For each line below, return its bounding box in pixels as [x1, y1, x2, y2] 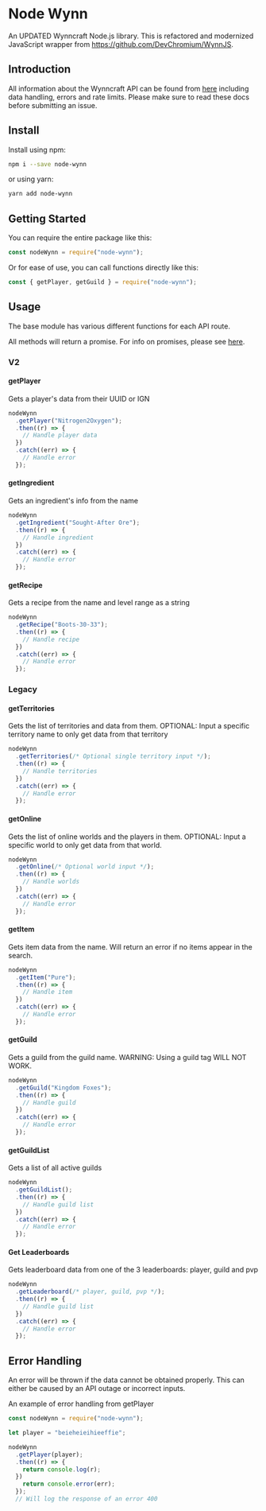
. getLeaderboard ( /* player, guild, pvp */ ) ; [15, 1288, 165, 1296]
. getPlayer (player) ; [15, 1451, 83, 1459]
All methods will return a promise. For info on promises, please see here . [8, 336, 245, 346]
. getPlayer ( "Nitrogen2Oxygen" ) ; [15, 417, 123, 425]
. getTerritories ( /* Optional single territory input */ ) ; [15, 752, 212, 760]
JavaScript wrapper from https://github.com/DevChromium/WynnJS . [8, 39, 234, 49]
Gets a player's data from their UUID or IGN [8, 394, 150, 403]
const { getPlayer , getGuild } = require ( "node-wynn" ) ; [8, 278, 197, 286]
